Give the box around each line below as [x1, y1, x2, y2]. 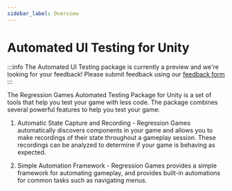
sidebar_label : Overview [7, 10, 79, 17]
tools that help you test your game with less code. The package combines [7, 98, 218, 106]
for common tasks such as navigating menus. [17, 176, 148, 184]
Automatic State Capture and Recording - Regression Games [17, 119, 191, 127]
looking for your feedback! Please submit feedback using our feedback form [7, 70, 225, 78]
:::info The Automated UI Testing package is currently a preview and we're [7, 63, 220, 71]
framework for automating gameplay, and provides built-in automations [17, 168, 220, 177]
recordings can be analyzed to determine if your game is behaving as [17, 141, 216, 149]
